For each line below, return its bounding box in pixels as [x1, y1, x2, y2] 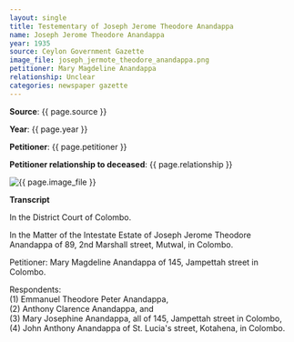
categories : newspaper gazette [9, 81, 128, 90]
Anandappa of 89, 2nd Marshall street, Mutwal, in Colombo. [9, 238, 234, 250]
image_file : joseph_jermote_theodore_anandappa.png [9, 55, 209, 65]
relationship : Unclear [9, 73, 96, 82]
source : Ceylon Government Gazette [9, 47, 145, 56]
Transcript [9, 194, 50, 205]
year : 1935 [9, 38, 51, 48]
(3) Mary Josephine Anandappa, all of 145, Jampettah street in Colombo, [9, 313, 282, 324]
